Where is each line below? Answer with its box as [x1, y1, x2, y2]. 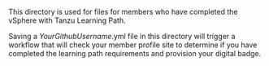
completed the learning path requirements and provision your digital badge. [8, 49, 262, 58]
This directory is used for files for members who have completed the [8, 7, 238, 16]
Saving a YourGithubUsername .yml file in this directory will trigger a [8, 32, 236, 41]
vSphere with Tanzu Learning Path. [8, 15, 126, 25]
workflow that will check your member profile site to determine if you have [8, 40, 258, 50]
